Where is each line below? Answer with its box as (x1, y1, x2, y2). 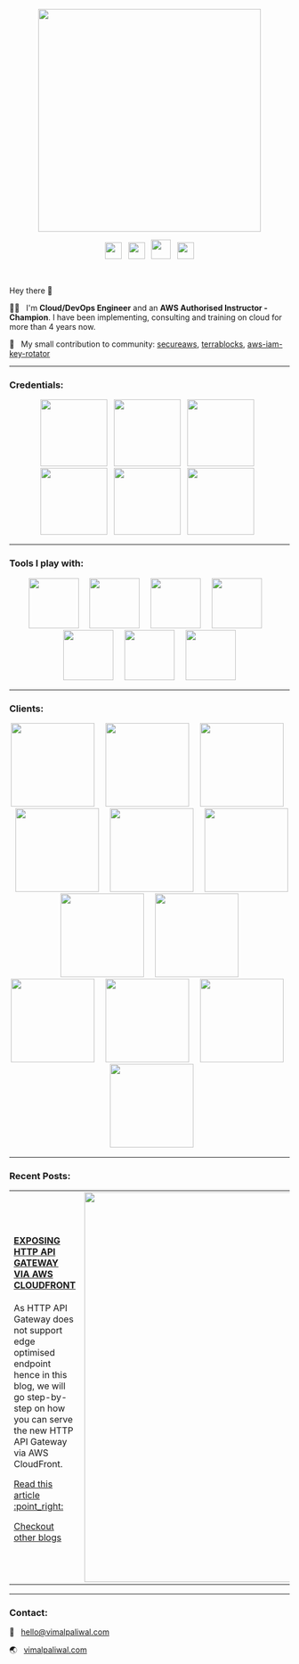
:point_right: (13, 1500, 64, 1512)
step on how (13, 1402, 66, 1414)
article (13, 1489, 40, 1502)
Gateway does (13, 1313, 74, 1325)
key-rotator (9, 348, 51, 358)
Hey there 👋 (9, 285, 53, 296)
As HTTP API (13, 1302, 69, 1315)
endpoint (13, 1357, 52, 1370)
